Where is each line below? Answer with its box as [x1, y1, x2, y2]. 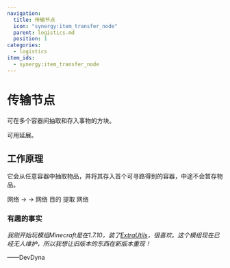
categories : [7, 42, 41, 49]
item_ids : [7, 55, 36, 62]
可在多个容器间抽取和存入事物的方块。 [7, 116, 115, 124]
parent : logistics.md [13, 29, 75, 36]
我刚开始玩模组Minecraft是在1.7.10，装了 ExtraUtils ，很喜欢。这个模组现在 [7, 230, 214, 239]
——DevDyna [7, 253, 46, 261]
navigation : [7, 10, 41, 17]
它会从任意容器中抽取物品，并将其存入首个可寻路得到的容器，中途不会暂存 [7, 172, 217, 180]
